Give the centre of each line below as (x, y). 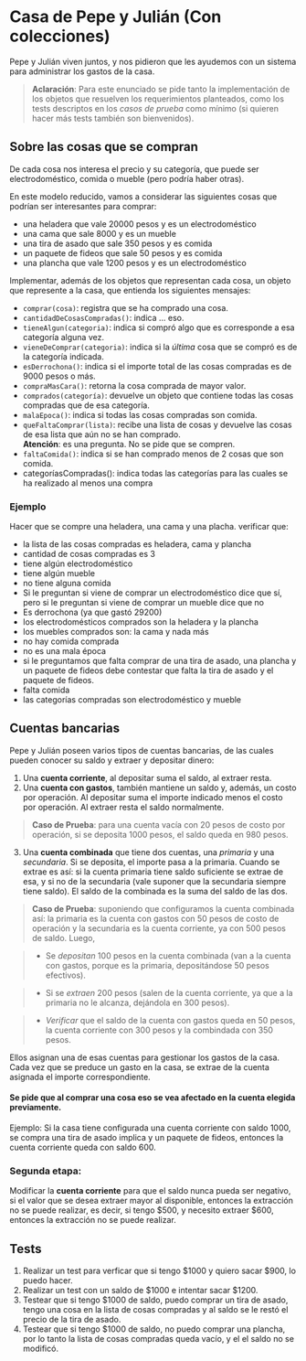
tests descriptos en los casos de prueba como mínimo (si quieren (155, 108)
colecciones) (60, 36)
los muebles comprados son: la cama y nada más (116, 632)
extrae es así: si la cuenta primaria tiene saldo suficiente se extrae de (153, 872)
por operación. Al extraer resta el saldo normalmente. (123, 807)
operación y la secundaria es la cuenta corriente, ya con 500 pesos (158, 928)
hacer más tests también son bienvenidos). (113, 118)
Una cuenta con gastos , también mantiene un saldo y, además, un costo (159, 788)
